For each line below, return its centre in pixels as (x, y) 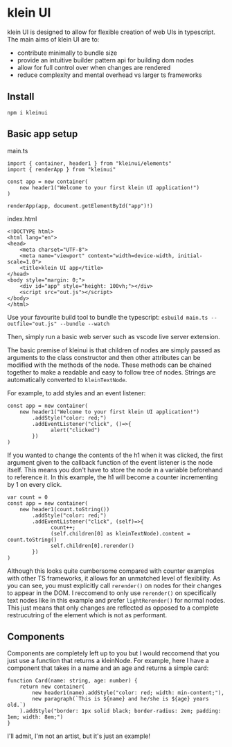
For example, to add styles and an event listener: (77, 393)
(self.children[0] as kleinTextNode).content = (121, 533)
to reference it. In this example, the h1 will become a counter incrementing (113, 477)
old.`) (17, 705)
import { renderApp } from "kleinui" (62, 169)
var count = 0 (28, 497)
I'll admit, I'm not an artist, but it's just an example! (79, 736)
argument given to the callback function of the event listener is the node (110, 462)
